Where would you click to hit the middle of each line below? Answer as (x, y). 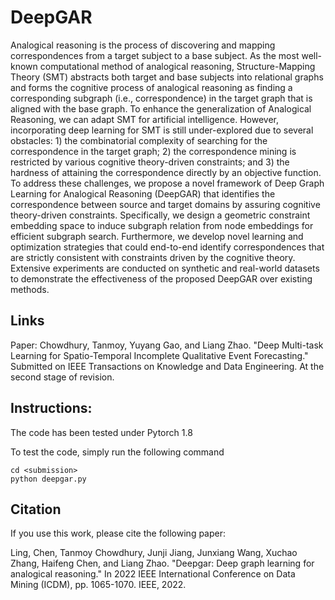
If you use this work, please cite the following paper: (118, 533)
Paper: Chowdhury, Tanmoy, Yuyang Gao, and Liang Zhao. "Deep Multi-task (167, 345)
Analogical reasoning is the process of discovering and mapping (143, 45)
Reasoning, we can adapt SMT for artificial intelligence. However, (144, 119)
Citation (36, 509)
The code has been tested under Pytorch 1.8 (101, 432)
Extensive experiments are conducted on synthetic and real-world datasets (165, 268)
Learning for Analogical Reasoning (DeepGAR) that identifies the (143, 193)
